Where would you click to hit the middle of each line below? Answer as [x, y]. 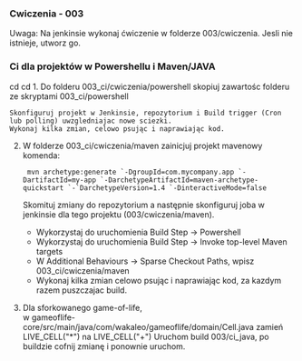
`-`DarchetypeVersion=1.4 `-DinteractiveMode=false [167, 188]
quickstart [43, 188]
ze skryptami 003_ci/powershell [69, 96]
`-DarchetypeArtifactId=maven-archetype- [179, 180]
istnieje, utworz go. [45, 43]
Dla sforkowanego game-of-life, [82, 307]
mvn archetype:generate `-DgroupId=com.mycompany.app [131, 172]
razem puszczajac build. [82, 290]
